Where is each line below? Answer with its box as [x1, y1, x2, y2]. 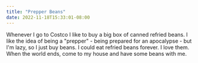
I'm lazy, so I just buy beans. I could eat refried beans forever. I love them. [6, 43, 190, 51]
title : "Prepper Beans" [6, 8, 66, 15]
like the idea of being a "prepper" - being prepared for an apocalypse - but [6, 37, 192, 44]
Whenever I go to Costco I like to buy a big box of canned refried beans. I [6, 31, 188, 38]
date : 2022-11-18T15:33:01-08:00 [6, 14, 90, 20]
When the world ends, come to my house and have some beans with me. [6, 50, 187, 57]
